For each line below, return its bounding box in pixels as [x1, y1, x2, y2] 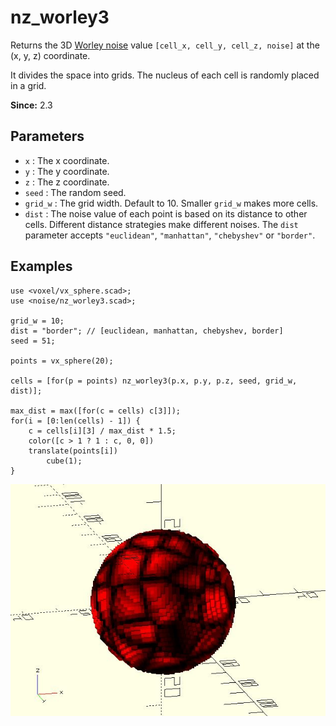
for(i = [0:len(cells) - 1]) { [10, 416, 141, 426]
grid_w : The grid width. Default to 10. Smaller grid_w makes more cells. [24, 197, 319, 209]
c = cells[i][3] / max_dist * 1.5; [28, 426, 177, 436]
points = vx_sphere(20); [10, 356, 114, 366]
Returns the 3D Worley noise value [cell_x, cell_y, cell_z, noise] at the [10, 39, 320, 51]
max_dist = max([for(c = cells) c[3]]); [10, 406, 182, 416]
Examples [10, 258, 73, 275]
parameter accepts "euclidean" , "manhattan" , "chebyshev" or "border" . [24, 229, 316, 241]
